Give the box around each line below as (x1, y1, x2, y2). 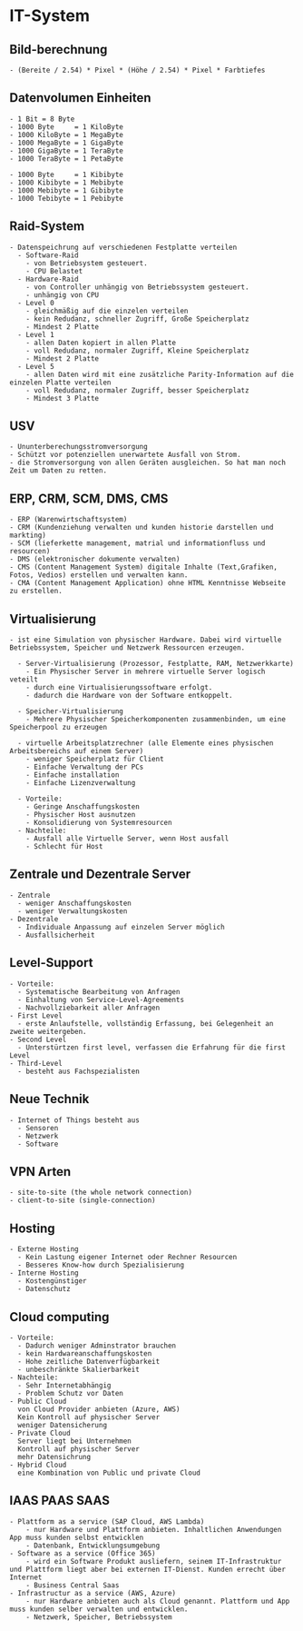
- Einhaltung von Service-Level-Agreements (17, 995, 184, 1004)
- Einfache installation (25, 771, 120, 780)
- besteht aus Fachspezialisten (17, 1067, 141, 1076)
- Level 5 (17, 362, 54, 371)
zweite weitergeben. (9, 1027, 88, 1036)
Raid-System (9, 219, 84, 234)
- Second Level (9, 1035, 67, 1044)
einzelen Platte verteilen (9, 378, 112, 387)
